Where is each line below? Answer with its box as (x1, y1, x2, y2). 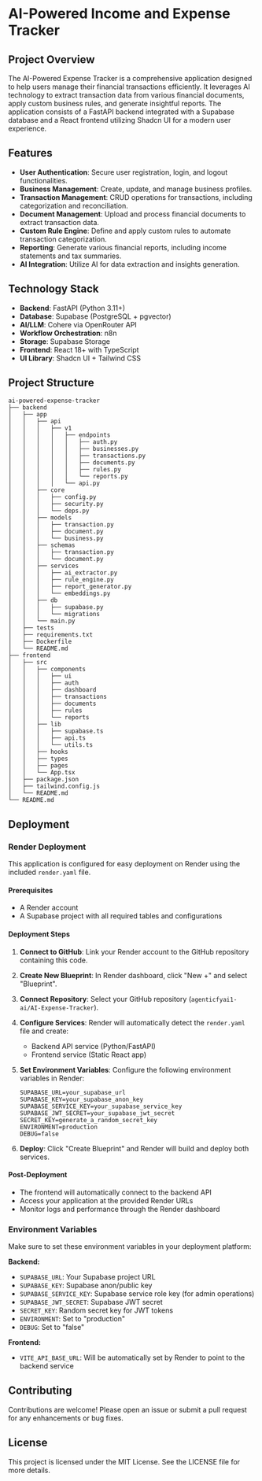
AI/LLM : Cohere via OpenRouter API (19, 319, 138, 329)
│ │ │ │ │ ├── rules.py (8, 466, 122, 474)
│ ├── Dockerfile (8, 638, 72, 646)
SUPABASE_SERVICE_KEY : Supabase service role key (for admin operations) (19, 1289, 255, 1298)
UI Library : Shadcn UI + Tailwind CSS (19, 353, 142, 363)
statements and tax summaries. (19, 251, 122, 260)
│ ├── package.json (8, 776, 79, 784)
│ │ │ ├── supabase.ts (8, 727, 104, 736)
